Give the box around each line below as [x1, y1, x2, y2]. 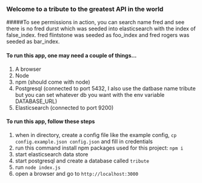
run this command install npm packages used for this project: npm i [15, 144, 184, 151]
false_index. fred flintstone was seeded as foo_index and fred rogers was [6, 32, 190, 39]
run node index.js [15, 163, 61, 171]
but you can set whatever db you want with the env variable [15, 91, 165, 98]
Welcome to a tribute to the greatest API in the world [6, 5, 164, 13]
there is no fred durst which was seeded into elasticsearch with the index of [6, 25, 196, 32]
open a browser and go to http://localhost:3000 [15, 170, 138, 177]
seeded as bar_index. [6, 38, 60, 45]
